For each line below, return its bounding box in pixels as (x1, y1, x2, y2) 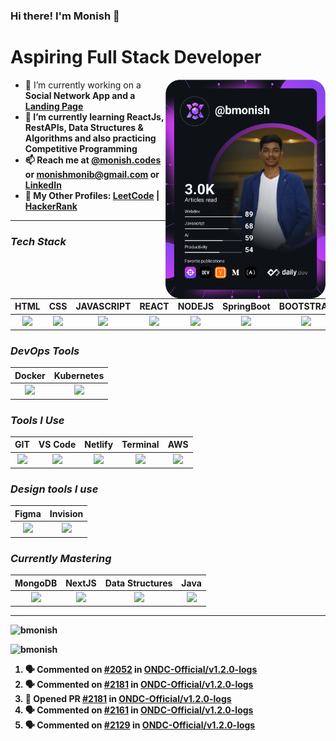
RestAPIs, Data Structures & (24, 121, 144, 133)
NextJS (65, 577, 97, 589)
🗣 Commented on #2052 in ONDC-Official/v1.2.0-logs (24, 664, 258, 676)
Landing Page (24, 100, 84, 112)
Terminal (121, 439, 160, 451)
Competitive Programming (24, 142, 138, 154)
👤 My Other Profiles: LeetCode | (24, 189, 160, 201)
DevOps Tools (10, 344, 80, 358)
